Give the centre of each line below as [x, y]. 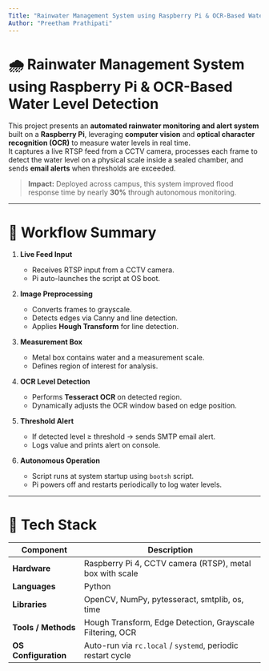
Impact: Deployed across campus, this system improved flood [130, 184]
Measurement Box [51, 342]
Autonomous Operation [60, 460]
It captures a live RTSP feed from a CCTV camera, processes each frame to [133, 151]
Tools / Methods [44, 628]
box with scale [111, 573]
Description [171, 550]
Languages [34, 587]
